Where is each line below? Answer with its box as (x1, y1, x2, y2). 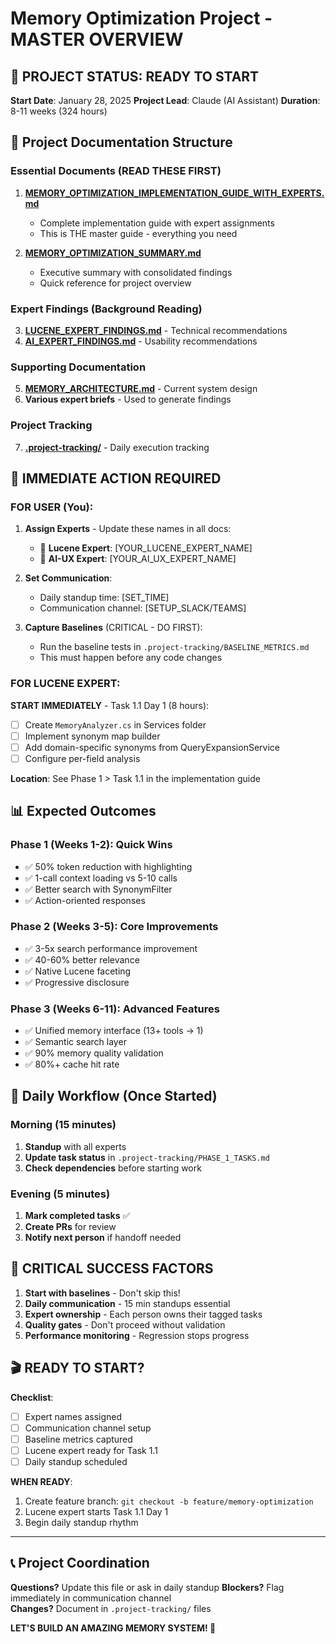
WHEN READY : (10, 1476, 73, 1488)
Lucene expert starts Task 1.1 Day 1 (24, 1506, 169, 1518)
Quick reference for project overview (39, 277, 192, 289)
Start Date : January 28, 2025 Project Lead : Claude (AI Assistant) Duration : (10, 95, 321, 106)
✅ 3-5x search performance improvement (24, 942, 198, 954)
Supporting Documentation (10, 360, 147, 374)
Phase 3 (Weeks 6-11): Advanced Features (10, 1002, 220, 1016)
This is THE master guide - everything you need (39, 227, 238, 239)
